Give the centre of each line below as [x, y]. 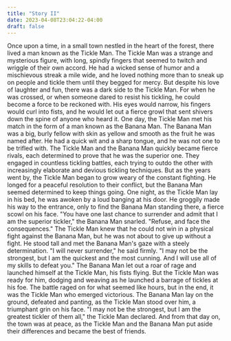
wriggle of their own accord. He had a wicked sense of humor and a [103, 68]
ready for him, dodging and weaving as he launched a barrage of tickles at [113, 280]
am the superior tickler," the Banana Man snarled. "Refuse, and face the [109, 222]
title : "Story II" [33, 13]
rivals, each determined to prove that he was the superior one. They [103, 156]
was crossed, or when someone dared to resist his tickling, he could [104, 97]
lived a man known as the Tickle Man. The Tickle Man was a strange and [110, 53]
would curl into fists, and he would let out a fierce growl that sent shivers [110, 112]
